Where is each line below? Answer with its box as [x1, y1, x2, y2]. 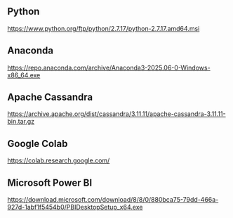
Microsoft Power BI [7, 177, 93, 188]
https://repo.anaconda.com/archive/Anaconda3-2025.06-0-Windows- [7, 63, 211, 72]
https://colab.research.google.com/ [7, 156, 110, 165]
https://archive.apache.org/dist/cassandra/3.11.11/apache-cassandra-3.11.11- [7, 110, 226, 118]
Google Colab [7, 137, 68, 150]
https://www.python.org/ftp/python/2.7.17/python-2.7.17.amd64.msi [7, 24, 200, 32]
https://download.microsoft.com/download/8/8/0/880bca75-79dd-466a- [7, 195, 219, 204]
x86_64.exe [7, 70, 41, 79]
